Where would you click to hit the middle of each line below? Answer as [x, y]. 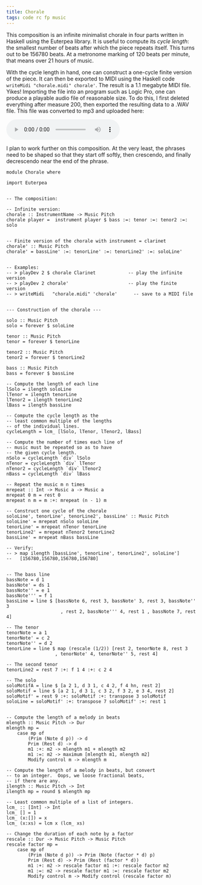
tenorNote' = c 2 [28, 638]
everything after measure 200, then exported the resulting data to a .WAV [98, 104]
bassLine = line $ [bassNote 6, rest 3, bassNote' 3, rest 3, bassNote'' [101, 601]
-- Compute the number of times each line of [64, 442]
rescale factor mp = [32, 844]
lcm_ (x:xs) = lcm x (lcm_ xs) [46, 823]
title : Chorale [25, 12]
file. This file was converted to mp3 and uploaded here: [75, 111]
